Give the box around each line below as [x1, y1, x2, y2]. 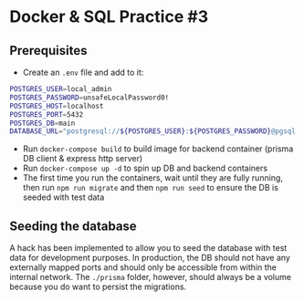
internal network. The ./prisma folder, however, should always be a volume [9, 272, 292, 283]
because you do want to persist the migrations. [9, 281, 187, 293]
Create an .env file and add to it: [22, 67, 144, 78]
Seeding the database [9, 218, 137, 234]
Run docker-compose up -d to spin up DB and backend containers [22, 162, 267, 174]
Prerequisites [9, 43, 88, 58]
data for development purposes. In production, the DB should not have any [9, 253, 290, 264]
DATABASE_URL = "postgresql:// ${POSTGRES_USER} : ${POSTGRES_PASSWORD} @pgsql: [9, 127, 300, 136]
